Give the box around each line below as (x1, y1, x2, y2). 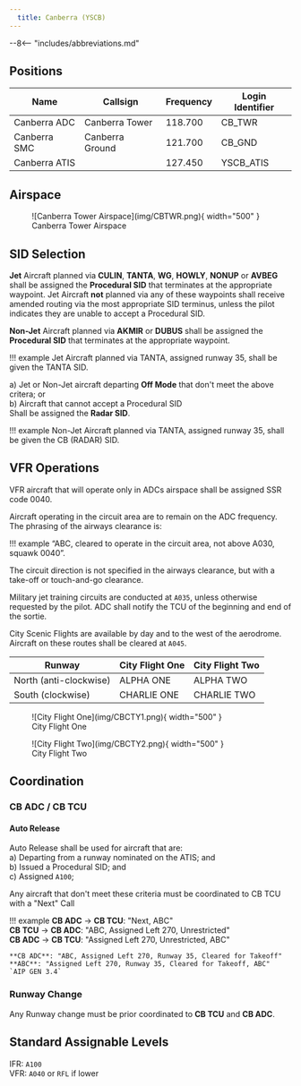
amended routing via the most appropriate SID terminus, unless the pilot (9, 299, 275, 310)
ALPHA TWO (193, 673, 248, 686)
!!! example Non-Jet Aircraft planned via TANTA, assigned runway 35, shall (9, 425, 285, 436)
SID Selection (9, 246, 86, 261)
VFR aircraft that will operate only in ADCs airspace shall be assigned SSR (9, 484, 282, 495)
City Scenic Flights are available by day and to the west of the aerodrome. (9, 628, 282, 638)
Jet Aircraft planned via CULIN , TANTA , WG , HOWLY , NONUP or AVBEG (9, 270, 279, 281)
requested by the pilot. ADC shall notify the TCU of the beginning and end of (9, 601, 292, 611)
